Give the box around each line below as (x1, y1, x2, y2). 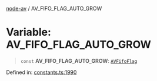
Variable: (6, 26, 52, 39)
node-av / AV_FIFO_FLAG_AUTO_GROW (6, 5, 102, 12)
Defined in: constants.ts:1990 (6, 69, 77, 76)
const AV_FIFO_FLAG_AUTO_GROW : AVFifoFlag (20, 57, 138, 64)
